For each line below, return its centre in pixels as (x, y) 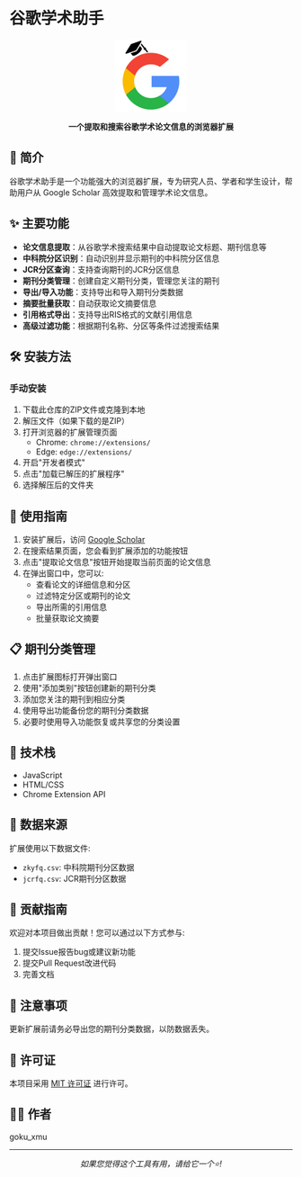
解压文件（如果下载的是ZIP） (76, 421)
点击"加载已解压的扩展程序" (73, 474)
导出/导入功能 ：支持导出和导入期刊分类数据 (103, 292)
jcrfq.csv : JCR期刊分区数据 (74, 878)
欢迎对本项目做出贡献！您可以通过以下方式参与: (98, 933)
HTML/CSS (43, 785)
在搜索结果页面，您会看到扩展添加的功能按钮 (105, 551)
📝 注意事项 (38, 1006)
